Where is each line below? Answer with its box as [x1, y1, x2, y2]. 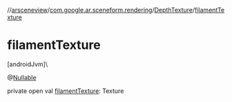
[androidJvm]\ [7, 60, 48, 68]
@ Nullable [7, 73, 37, 81]
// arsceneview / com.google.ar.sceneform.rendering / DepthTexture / [7, 6, 195, 14]
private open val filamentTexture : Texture [7, 86, 124, 95]
